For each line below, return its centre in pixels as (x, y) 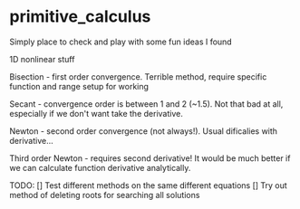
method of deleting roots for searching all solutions (105, 195)
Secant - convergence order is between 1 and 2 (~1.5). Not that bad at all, (146, 104)
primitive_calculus (80, 17)
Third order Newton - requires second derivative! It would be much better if (150, 158)
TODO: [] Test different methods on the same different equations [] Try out (148, 185)
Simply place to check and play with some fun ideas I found (121, 42)
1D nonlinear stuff (42, 59)
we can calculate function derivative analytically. (100, 167)
